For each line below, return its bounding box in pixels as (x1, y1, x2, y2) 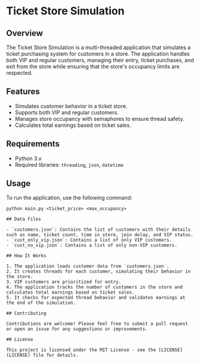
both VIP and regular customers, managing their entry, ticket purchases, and (6, 57, 194, 63)
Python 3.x (14, 154, 42, 162)
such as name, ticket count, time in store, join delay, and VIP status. (6, 232, 194, 238)
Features (6, 87, 40, 97)
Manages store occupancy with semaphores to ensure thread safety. (14, 115, 184, 122)
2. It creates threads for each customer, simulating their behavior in (6, 269, 191, 274)
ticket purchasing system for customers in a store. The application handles (6, 50, 190, 57)
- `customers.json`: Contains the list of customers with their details (6, 227, 191, 233)
